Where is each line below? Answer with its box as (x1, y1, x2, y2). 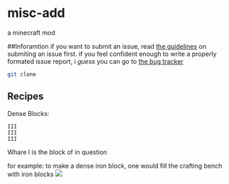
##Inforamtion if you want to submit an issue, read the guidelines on (7, 42, 207, 50)
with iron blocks (7, 170, 55, 178)
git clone (7, 71, 37, 78)
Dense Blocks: (7, 109, 50, 117)
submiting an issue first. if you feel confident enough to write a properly (7, 50, 217, 58)
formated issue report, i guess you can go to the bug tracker (7, 57, 184, 65)
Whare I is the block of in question (7, 147, 108, 156)
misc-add (7, 5, 65, 21)
